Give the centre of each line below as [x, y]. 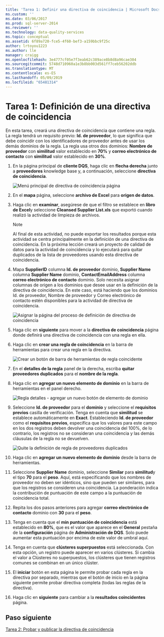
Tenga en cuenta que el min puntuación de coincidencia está [75, 522]
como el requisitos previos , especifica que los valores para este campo [85, 423]
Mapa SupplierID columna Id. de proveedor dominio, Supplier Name [82, 269]
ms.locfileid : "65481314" [32, 82]
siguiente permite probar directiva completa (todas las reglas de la [79, 582]
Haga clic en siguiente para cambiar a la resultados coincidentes [79, 597]
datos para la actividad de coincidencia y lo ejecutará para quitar [78, 249]
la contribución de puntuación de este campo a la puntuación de [77, 493]
